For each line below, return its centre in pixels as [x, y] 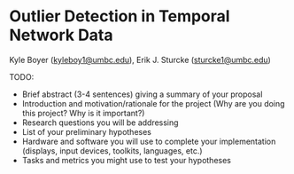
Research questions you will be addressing [100, 123]
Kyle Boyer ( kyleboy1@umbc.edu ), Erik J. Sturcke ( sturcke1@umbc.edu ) [140, 59]
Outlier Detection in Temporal [120, 16]
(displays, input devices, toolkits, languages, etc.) [112, 150]
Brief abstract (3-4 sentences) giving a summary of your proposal [142, 94]
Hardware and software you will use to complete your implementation [149, 141]
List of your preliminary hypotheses [87, 131]
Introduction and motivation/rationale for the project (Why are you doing [153, 103]
